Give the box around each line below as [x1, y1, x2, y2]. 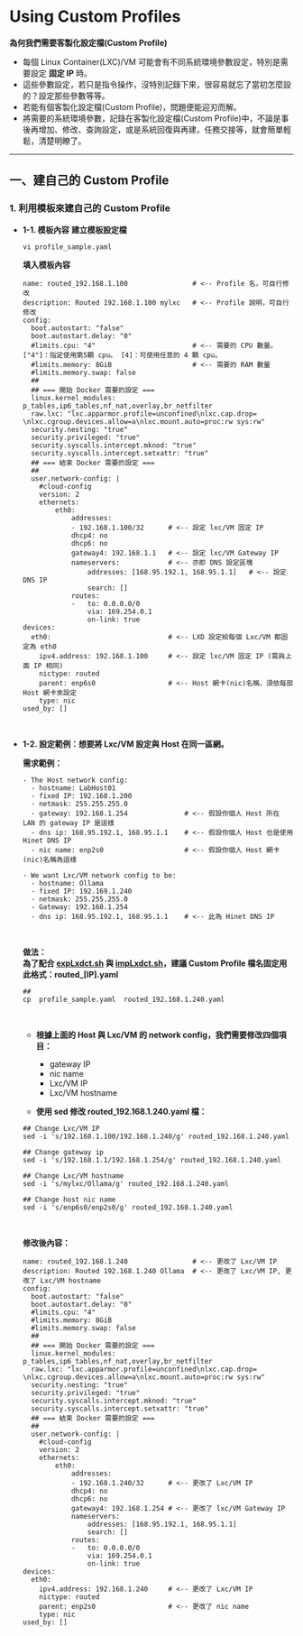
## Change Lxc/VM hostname [22, 1171, 124, 1181]
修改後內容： [22, 1237, 70, 1248]
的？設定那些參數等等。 [22, 90, 110, 101]
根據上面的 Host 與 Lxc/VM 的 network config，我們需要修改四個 [35, 1029, 280, 1040]
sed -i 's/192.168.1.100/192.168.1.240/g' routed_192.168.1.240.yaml [22, 1132, 290, 1141]
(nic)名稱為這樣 [22, 855, 78, 864]
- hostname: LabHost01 [31, 783, 116, 793]
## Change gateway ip [22, 1147, 104, 1156]
